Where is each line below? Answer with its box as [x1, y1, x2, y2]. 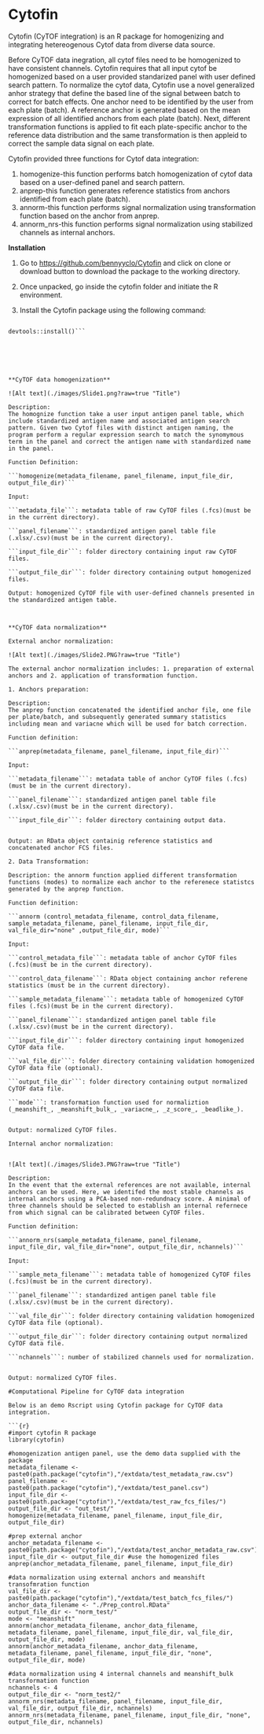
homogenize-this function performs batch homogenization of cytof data [19, 169, 253, 179]
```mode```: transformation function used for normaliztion [8, 1098, 210, 1106]
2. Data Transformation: [8, 858, 90, 865]
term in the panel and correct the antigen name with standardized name [8, 437, 251, 445]
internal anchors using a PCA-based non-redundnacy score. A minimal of [8, 1194, 251, 1203]
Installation [8, 242, 46, 253]
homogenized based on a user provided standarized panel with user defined [8, 72, 256, 81]
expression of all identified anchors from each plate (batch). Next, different [8, 113, 251, 123]
